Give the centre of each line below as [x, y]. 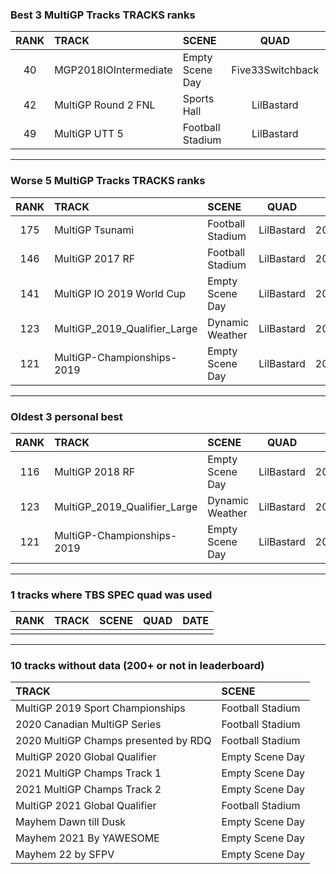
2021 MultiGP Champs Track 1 [88, 773]
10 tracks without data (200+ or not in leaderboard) [137, 666]
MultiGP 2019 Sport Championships [100, 708]
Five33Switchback [275, 70]
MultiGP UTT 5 [89, 134]
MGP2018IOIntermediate [113, 70]
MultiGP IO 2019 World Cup [120, 293]
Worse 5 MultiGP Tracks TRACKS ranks [108, 181]
